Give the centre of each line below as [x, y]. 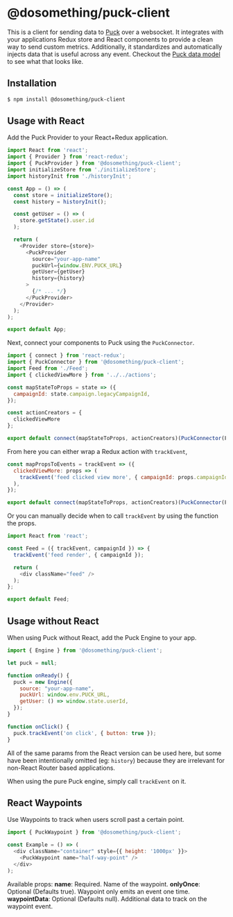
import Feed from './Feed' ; [48, 369]
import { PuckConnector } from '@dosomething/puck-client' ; [96, 362]
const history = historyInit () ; [60, 202]
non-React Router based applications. [61, 768]
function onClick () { [38, 727]
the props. [22, 523]
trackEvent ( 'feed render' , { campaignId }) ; [79, 555]
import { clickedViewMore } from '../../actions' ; [82, 375]
